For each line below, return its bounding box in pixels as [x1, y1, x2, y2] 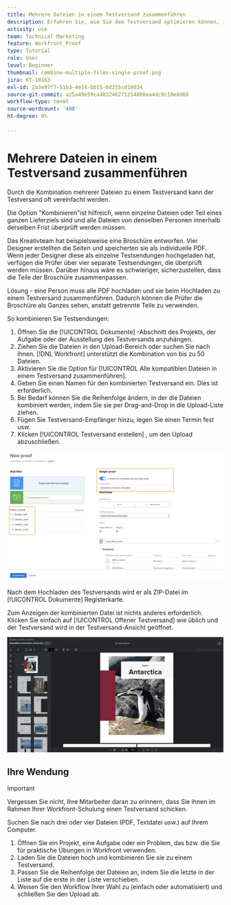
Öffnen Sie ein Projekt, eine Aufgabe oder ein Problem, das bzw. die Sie [16, 838, 220, 847]
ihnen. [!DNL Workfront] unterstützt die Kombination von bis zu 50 [16, 350, 205, 358]
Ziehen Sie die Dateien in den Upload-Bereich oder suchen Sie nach [16, 342, 210, 350]
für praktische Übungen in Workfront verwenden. [16, 846, 157, 854]
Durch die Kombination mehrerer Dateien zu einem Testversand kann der [7, 188, 214, 196]
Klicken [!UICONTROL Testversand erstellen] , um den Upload [16, 430, 192, 438]
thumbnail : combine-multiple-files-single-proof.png [7, 69, 162, 76]
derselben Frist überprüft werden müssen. [7, 223, 127, 231]
